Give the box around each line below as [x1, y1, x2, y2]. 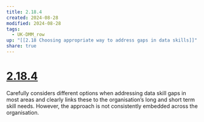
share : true [6, 43, 37, 49]
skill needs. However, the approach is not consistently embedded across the [6, 102, 198, 110]
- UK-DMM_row [12, 32, 45, 38]
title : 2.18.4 [6, 9, 43, 15]
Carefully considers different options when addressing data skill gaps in [6, 89, 186, 96]
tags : [6, 26, 20, 32]
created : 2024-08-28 [6, 15, 59, 21]
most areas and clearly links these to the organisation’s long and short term [6, 96, 195, 103]
